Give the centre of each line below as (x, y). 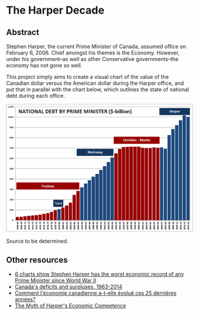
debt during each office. (36, 96)
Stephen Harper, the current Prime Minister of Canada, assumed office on (96, 46)
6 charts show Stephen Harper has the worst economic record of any (99, 274)
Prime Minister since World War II (55, 280)
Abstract (23, 32)
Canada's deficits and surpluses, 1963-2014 (68, 287)
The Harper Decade (55, 10)
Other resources (37, 260)
